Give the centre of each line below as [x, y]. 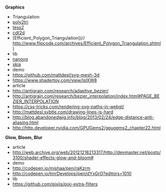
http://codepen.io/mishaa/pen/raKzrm [51, 168]
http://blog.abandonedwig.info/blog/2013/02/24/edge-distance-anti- [83, 117]
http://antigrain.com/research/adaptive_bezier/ [60, 91]
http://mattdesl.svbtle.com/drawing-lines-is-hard [63, 112]
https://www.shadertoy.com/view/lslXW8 [55, 80]
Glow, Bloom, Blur [24, 137]
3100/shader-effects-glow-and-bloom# [53, 158]
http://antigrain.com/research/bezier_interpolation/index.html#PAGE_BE [86, 96]
